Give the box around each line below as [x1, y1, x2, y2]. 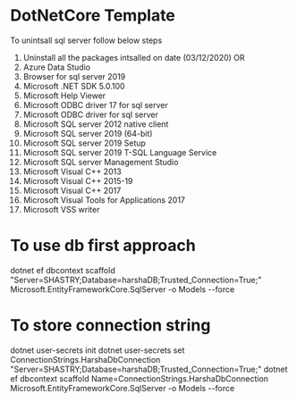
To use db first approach [10, 236, 196, 255]
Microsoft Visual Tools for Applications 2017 [22, 194, 186, 205]
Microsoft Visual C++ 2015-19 [22, 175, 133, 186]
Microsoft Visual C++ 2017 [22, 185, 122, 196]
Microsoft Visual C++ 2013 [22, 166, 122, 177]
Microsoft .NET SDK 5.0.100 [22, 80, 125, 91]
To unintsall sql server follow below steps [10, 35, 163, 46]
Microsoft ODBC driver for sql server [22, 109, 159, 120]
